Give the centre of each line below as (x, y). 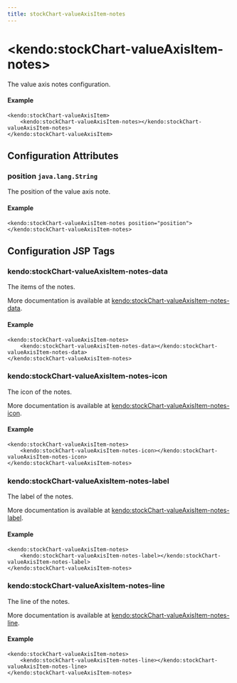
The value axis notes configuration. (59, 84)
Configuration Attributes (63, 156)
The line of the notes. (38, 601)
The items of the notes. (42, 287)
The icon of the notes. (40, 392)
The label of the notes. (40, 496)
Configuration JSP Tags (61, 251)
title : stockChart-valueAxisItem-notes (67, 14)
